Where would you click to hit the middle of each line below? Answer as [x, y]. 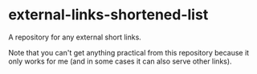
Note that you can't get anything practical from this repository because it [129, 52]
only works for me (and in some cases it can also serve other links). [120, 61]
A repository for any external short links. [75, 37]
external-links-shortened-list [108, 15]
